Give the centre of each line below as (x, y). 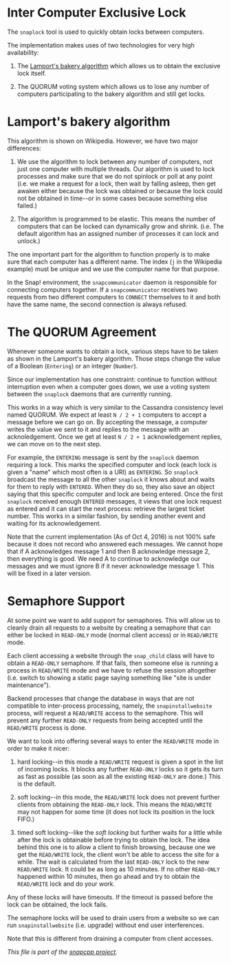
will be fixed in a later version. (49, 573)
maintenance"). (29, 685)
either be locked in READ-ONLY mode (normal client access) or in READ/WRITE (113, 635)
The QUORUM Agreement (82, 332)
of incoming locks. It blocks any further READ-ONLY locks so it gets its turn (120, 769)
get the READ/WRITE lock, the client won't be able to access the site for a (118, 854)
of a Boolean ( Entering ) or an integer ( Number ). (73, 366)
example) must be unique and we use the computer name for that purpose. (113, 269)
